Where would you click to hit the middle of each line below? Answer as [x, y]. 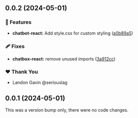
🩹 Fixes [15, 46]
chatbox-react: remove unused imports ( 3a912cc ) [64, 59]
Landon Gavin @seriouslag [40, 83]
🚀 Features [18, 22]
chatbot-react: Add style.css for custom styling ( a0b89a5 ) [72, 33]
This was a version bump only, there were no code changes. [67, 110]
